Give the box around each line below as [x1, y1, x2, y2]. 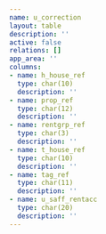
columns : [9, 63, 42, 72]
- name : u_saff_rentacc [9, 195, 98, 205]
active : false [9, 37, 62, 47]
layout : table [9, 21, 62, 30]
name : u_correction [9, 12, 82, 22]
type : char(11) [17, 179, 74, 188]
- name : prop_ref [9, 95, 74, 105]
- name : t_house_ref [9, 145, 86, 154]
